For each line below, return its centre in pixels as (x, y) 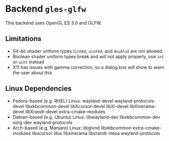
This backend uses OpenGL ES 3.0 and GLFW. (54, 23)
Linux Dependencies (39, 89)
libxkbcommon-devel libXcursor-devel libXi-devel (77, 106)
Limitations (23, 39)
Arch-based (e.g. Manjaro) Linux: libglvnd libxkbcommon (72, 128)
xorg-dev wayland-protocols (42, 122)
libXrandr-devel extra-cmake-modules (65, 112)
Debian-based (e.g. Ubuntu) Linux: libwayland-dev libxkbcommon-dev (87, 117)
